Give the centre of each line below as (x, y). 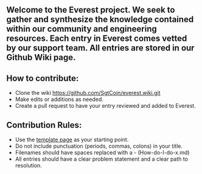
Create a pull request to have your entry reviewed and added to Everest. (105, 106)
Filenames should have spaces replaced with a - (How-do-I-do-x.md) (102, 153)
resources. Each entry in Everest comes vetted (97, 39)
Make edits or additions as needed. (59, 99)
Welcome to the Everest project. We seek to (91, 10)
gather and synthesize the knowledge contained (100, 20)
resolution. (29, 165)
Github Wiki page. (41, 57)
